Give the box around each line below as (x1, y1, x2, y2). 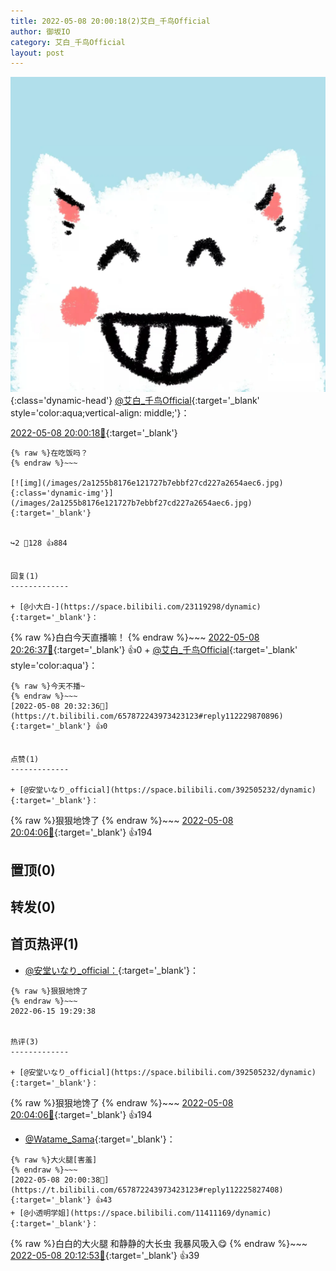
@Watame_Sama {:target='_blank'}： (24, 1133, 176, 1145)
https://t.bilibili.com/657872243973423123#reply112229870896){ (10, 711, 284, 722)
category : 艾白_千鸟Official (10, 37, 126, 47)
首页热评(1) (10, 936, 79, 953)
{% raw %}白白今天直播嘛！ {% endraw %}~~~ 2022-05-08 (10, 631, 260, 644)
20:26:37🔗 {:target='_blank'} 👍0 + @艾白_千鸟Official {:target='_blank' (10, 644, 298, 656)
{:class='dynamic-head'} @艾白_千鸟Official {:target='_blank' (10, 395, 260, 407)
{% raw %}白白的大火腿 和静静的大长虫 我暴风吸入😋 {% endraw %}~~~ (10, 1237, 308, 1249)
